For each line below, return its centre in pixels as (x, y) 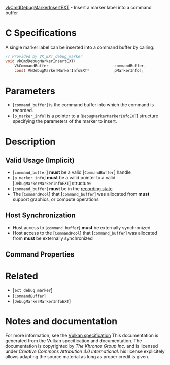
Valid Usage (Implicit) (40, 160)
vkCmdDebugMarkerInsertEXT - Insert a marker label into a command (78, 7)
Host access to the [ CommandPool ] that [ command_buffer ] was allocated (85, 233)
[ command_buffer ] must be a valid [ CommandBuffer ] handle (72, 172)
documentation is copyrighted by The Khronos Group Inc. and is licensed (82, 346)
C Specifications (41, 33)
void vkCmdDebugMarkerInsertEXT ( (41, 61)
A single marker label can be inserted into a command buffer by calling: (80, 47)
